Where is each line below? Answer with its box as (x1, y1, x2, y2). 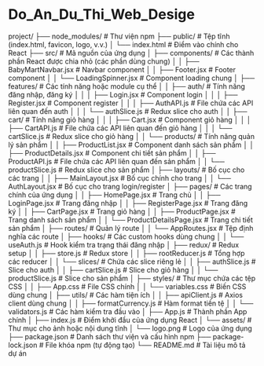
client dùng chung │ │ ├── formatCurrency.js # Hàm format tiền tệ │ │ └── (8, 298, 254, 308)
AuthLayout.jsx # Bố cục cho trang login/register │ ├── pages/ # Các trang (8, 181, 253, 191)
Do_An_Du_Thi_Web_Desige (8, 5, 195, 24)
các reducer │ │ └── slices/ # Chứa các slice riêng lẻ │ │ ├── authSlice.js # (8, 257, 256, 266)
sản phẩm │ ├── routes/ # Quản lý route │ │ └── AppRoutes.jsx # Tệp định (8, 223, 254, 232)
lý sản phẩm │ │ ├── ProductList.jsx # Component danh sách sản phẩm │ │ (8, 140, 255, 149)
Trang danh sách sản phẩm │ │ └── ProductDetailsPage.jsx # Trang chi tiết (8, 214, 253, 225)
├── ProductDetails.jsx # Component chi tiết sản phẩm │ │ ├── (8, 148, 216, 158)
